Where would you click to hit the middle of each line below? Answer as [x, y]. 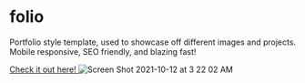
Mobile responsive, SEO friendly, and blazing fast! [103, 51]
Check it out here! [43, 69]
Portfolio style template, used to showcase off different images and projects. [153, 42]
